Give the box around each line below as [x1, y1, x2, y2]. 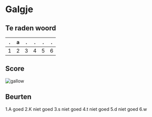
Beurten [5, 93, 32, 101]
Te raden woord [5, 24, 56, 32]
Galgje [5, 4, 34, 15]
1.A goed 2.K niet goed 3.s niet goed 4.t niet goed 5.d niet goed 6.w [5, 106, 147, 112]
